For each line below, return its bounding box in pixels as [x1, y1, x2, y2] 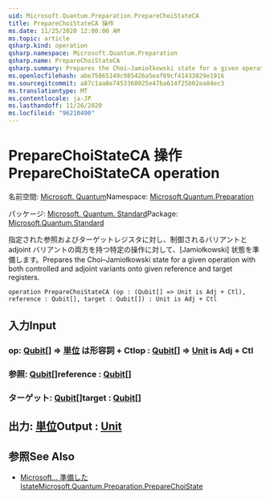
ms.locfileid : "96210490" [8, 110, 95, 118]
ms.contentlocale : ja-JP [8, 94, 92, 102]
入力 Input [8, 319, 56, 333]
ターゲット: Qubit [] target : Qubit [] [8, 393, 142, 404]
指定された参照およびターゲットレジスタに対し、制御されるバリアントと [8, 235, 247, 244]
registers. [8, 272, 40, 282]
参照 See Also [8, 449, 75, 464]
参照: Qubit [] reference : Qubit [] [8, 368, 132, 380]
